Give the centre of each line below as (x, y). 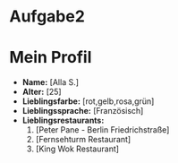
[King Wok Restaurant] (77, 149)
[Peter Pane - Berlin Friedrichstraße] (102, 130)
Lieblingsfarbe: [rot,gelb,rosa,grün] (88, 101)
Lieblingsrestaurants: (63, 120)
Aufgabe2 (47, 17)
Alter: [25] (42, 92)
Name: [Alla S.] (50, 82)
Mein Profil (51, 58)
